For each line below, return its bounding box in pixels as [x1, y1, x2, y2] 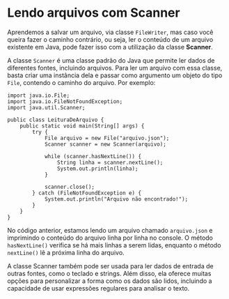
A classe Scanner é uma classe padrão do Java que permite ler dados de [7, 56, 215, 64]
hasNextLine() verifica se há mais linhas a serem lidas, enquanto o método [7, 240, 221, 249]
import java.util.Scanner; [7, 104, 86, 111]
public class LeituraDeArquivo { [7, 116, 104, 123]
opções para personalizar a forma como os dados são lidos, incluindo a [7, 277, 212, 285]
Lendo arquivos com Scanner [7, 5, 180, 21]
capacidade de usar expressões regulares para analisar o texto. [7, 284, 190, 292]
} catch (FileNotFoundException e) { [32, 190, 141, 197]
